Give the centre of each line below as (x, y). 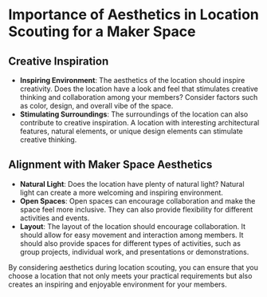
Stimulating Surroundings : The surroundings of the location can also (134, 114)
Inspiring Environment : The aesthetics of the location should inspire (132, 80)
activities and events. (55, 218)
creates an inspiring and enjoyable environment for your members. (118, 284)
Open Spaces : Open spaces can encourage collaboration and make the (137, 200)
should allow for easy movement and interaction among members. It (132, 235)
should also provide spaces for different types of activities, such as (130, 243)
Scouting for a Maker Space (102, 32)
